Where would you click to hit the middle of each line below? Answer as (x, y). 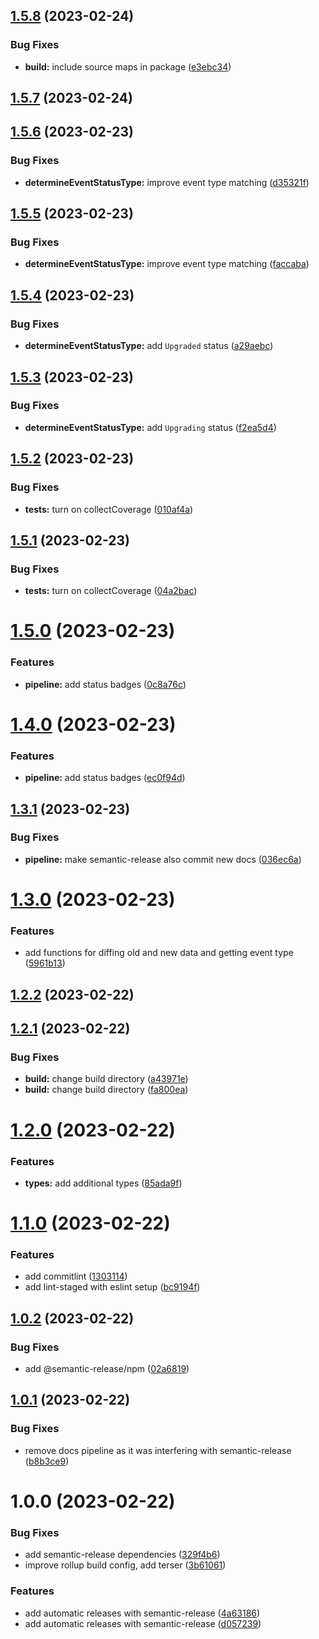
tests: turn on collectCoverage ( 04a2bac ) (111, 591)
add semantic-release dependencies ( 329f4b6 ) (122, 1555)
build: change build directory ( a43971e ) (106, 1079)
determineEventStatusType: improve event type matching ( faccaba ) (167, 264)
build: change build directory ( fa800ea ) (106, 1090)
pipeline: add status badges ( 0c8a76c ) (105, 684)
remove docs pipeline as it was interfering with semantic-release (158, 1450)
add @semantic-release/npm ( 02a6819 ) (107, 1369)
